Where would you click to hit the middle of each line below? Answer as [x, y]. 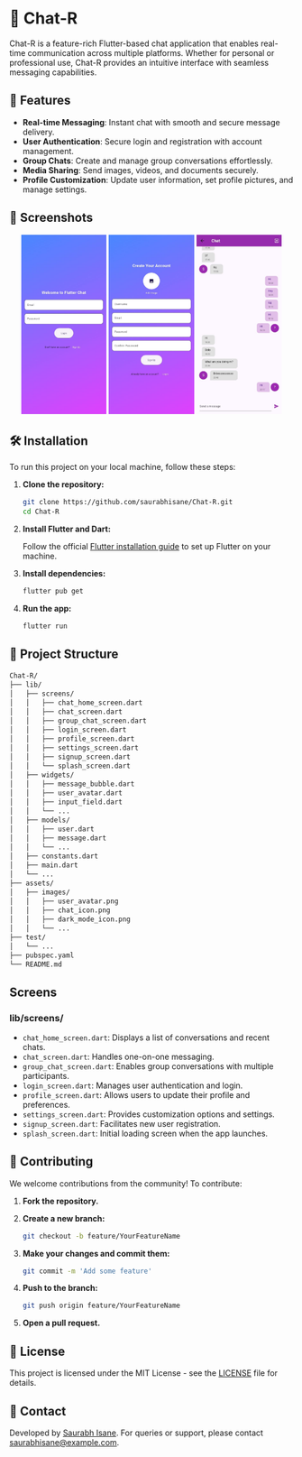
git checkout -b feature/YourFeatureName [101, 1236]
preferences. [46, 1104]
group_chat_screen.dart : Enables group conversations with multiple [148, 1066]
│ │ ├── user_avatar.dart [66, 793]
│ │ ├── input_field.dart [66, 802]
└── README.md [36, 964]
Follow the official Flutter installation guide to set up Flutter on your [146, 546]
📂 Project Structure [64, 654]
